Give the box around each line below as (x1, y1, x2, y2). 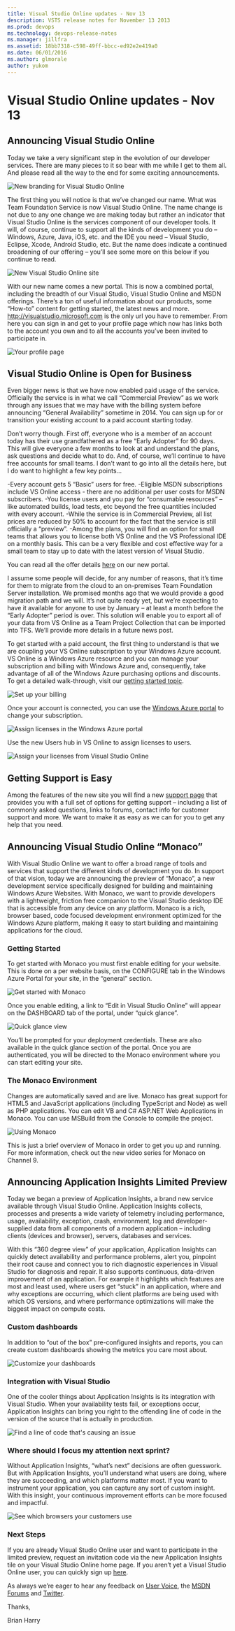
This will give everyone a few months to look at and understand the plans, (7, 445, 220, 453)
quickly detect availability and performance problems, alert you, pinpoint (7, 1253, 217, 1261)
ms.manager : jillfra (7, 36, 68, 43)
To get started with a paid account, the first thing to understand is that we (7, 640, 220, 648)
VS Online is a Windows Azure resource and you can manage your (7, 654, 199, 663)
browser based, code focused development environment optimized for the (7, 912, 222, 920)
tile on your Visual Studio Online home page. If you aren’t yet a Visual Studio (7, 1560, 227, 1569)
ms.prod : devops (7, 23, 55, 30)
